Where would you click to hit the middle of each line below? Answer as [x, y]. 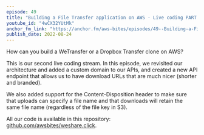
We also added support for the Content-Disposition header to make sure [97, 94]
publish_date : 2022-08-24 [39, 35]
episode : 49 [21, 12]
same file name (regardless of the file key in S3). [67, 107]
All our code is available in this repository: [59, 119]
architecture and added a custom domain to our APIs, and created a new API [102, 70]
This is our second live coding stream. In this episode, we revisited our [94, 64]
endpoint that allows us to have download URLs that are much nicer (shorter [101, 76]
